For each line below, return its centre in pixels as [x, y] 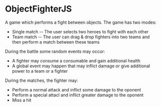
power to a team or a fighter [40, 71]
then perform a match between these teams [56, 42]
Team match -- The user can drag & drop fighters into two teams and [81, 37]
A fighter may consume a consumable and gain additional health [76, 61]
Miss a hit [22, 100]
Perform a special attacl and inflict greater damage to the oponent [78, 95]
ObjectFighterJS [38, 9]
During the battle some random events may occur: [55, 51]
